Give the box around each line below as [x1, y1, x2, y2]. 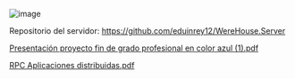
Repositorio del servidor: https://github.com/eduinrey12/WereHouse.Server [9, 26, 286, 36]
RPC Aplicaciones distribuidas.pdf [9, 60, 135, 70]
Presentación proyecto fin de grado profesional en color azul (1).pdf [9, 43, 259, 53]
